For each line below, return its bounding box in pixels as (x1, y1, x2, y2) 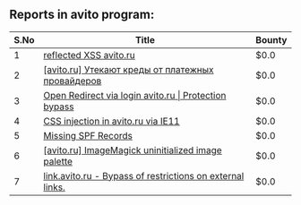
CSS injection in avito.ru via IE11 (43, 115, 181, 127)
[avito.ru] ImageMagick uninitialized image (43, 143, 222, 156)
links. (43, 181, 65, 193)
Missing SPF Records (43, 129, 133, 141)
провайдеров (43, 74, 102, 87)
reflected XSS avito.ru (43, 48, 136, 61)
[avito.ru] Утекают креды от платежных (43, 63, 214, 75)
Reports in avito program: (9, 7, 155, 22)
